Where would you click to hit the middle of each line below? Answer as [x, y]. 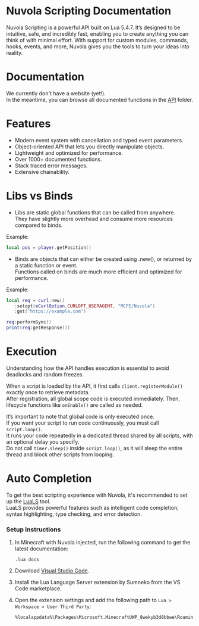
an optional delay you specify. [43, 441]
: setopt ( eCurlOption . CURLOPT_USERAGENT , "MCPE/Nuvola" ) [85, 306]
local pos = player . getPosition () [49, 247]
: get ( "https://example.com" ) [50, 312]
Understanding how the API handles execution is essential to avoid [88, 368]
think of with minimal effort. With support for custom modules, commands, [97, 40]
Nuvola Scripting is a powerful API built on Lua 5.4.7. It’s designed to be [93, 27]
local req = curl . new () [36, 300]
